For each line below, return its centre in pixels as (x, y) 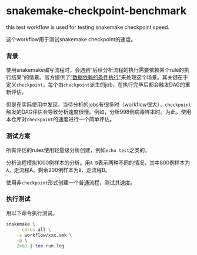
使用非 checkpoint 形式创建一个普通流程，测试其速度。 (71, 182)
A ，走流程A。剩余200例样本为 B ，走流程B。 (58, 170)
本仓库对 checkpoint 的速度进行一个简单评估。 (61, 120)
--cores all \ (34, 230)
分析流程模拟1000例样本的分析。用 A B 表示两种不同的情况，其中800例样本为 (98, 163)
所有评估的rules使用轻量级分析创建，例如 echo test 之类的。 (78, 150)
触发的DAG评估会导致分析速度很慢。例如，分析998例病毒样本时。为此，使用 (99, 112)
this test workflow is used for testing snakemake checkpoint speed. (88, 27)
